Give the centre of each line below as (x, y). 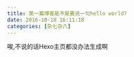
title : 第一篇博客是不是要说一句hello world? (67, 13)
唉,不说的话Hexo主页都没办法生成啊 (58, 47)
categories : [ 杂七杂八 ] (39, 26)
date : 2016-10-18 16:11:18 (46, 20)
